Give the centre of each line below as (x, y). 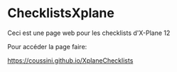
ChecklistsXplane (61, 13)
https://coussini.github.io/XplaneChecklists (70, 60)
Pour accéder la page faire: (47, 46)
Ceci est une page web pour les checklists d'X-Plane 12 (89, 33)
